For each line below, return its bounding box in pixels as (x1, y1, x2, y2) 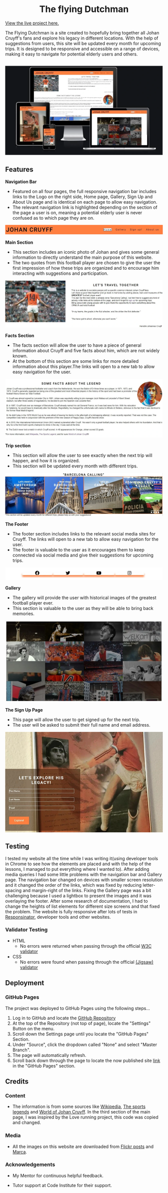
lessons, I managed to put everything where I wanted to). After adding (5, 866, 149, 872)
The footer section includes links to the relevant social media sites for (12, 530, 156, 536)
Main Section (5, 239, 33, 245)
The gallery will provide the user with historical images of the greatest (12, 594, 156, 601)
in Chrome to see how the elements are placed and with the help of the (5, 861, 151, 867)
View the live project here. (5, 20, 59, 26)
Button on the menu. (12, 1025, 55, 1031)
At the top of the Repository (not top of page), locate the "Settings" (12, 1020, 151, 1026)
